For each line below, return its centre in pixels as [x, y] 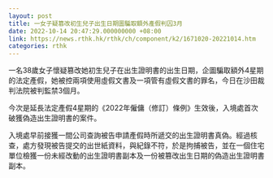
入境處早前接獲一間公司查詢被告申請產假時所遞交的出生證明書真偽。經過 [129, 136]
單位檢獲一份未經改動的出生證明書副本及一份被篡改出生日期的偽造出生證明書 [136, 156]
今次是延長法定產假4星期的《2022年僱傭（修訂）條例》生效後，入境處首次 [133, 108]
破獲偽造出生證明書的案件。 [55, 118]
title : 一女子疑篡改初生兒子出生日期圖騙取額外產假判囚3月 [95, 24]
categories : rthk [38, 46]
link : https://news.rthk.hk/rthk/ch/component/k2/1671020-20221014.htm [132, 39]
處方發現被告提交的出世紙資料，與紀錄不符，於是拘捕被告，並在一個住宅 [143, 145]
